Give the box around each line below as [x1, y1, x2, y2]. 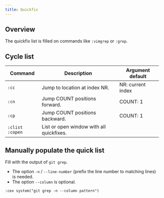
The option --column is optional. [12, 179, 76, 185]
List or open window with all [41, 123, 106, 130]
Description [64, 70, 92, 77]
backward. [41, 115, 66, 122]
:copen [7, 130, 23, 135]
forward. [41, 101, 61, 108]
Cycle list [5, 52, 34, 61]
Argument [126, 67, 150, 74]
